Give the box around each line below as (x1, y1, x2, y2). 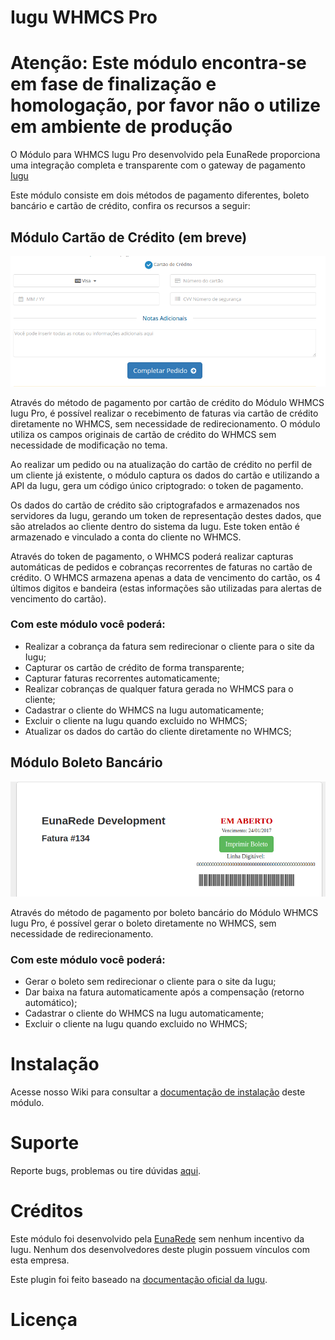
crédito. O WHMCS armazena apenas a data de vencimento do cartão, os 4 (10, 571, 322, 583)
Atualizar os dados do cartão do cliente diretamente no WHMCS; (24, 725, 292, 737)
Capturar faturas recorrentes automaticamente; (24, 672, 220, 684)
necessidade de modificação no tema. (10, 439, 168, 451)
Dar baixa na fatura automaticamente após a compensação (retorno (24, 986, 305, 998)
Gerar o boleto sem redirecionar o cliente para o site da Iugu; (24, 976, 277, 988)
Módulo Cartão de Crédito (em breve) (10, 229, 248, 246)
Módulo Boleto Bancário (10, 754, 163, 771)
